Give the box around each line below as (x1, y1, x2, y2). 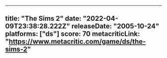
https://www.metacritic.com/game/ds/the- (8, 37, 146, 46)
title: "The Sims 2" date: (5, 14, 82, 23)
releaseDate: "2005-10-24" (71, 22, 160, 30)
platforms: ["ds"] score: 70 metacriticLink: (5, 30, 140, 38)
